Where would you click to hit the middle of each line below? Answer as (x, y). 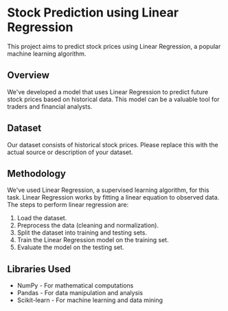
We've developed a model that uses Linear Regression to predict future (108, 92)
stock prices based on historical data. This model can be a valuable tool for (113, 99)
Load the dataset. (42, 218)
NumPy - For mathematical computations (75, 286)
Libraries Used (39, 269)
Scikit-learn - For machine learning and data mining (90, 300)
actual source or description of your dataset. (70, 152)
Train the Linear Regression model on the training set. (93, 240)
